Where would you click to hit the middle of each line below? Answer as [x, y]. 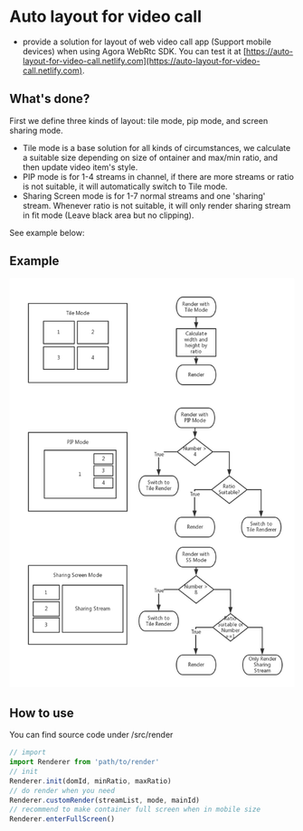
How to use [42, 713]
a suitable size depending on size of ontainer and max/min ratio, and [150, 157]
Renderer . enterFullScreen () [62, 819]
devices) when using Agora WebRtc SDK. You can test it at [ [134, 51]
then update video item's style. [80, 167]
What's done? [50, 99]
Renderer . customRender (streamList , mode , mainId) [105, 800]
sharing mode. [36, 130]
